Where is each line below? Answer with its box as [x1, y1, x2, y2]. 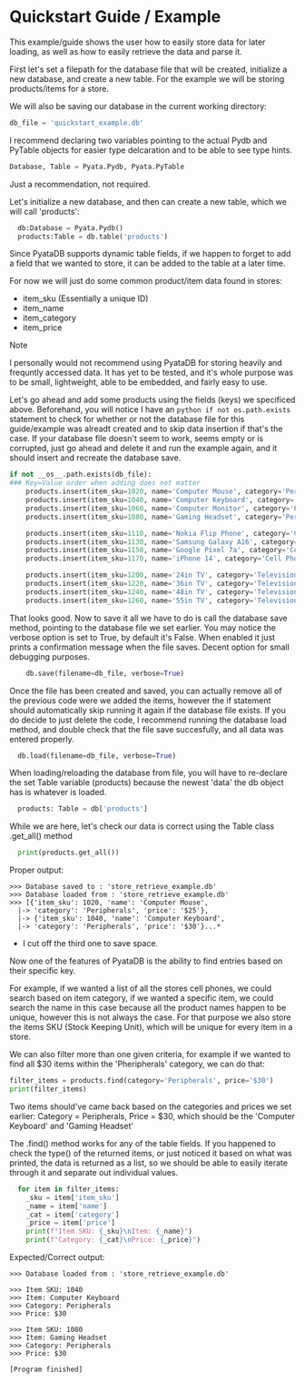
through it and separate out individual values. [9, 1166, 179, 1177]
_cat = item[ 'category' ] [25, 1210, 120, 1219]
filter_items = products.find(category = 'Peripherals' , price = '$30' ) [9, 1076, 274, 1085]
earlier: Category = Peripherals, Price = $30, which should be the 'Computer [9, 1110, 295, 1121]
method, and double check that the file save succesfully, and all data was [9, 723, 284, 734]
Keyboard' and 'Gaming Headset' [9, 1120, 134, 1131]
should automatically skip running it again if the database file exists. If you [9, 704, 286, 715]
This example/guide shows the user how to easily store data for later [9, 36, 266, 47]
